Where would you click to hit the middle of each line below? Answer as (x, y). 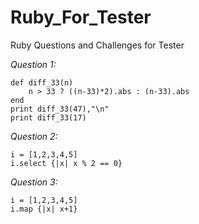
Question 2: (34, 136)
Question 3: (34, 182)
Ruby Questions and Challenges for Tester (97, 45)
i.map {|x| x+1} (44, 209)
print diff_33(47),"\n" (60, 109)
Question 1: (33, 64)
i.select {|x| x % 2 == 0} (66, 163)
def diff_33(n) (42, 82)
